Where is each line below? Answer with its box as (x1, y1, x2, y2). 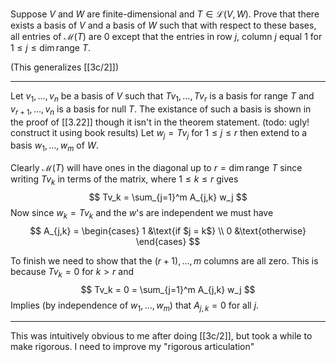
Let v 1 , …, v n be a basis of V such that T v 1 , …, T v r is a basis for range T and (10, 90, 315, 104)
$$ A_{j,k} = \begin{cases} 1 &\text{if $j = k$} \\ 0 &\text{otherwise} (29, 224, 307, 237)
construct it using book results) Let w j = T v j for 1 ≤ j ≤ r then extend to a (10, 126, 308, 141)
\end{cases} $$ (135, 235, 201, 247)
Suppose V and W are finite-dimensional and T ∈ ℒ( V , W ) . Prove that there (10, 8, 320, 20)
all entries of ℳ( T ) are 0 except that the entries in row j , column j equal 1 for (10, 31, 323, 42)
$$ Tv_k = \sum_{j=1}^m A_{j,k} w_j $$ (88, 191, 248, 203)
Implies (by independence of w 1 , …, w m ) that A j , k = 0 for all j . (10, 299, 260, 313)
